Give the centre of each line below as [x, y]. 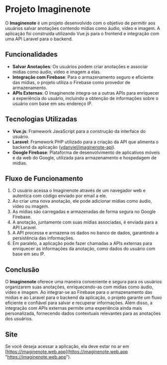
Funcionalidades [32, 55]
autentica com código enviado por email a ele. [60, 196]
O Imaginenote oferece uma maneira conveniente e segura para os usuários [83, 282]
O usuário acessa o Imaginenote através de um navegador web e [79, 191]
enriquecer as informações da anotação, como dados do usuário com [84, 249]
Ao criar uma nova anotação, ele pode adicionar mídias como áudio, [82, 201]
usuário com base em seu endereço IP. [52, 104]
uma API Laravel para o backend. [39, 39]
